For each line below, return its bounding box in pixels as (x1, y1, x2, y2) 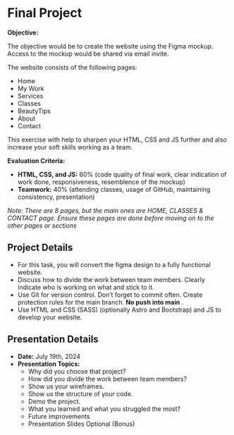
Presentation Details (7, 333, 99, 345)
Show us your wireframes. (27, 382, 104, 391)
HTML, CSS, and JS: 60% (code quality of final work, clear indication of (17, 170, 227, 178)
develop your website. (17, 312, 82, 321)
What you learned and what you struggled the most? (27, 404, 181, 413)
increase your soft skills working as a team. (7, 142, 133, 151)
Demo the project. (27, 397, 81, 405)
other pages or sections (7, 221, 77, 230)
